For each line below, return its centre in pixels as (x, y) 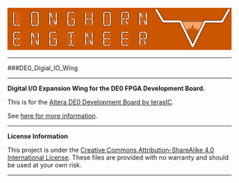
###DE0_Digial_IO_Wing (43, 68)
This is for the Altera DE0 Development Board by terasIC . (91, 102)
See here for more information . (53, 116)
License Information (38, 136)
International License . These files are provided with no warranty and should (118, 157)
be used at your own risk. (44, 165)
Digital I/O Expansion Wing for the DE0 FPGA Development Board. (106, 89)
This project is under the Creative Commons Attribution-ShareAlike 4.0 (111, 150)
